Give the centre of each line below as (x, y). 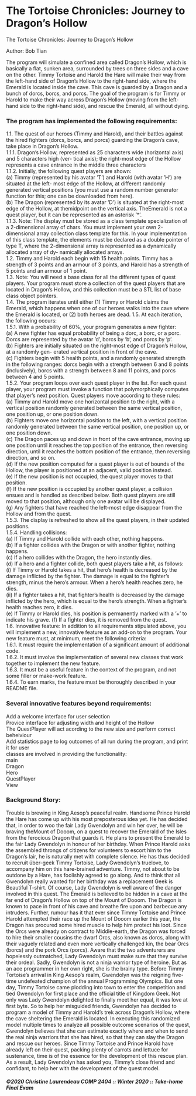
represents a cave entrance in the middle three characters (76, 165)
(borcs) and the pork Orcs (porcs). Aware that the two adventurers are (91, 950)
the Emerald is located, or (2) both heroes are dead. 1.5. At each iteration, (94, 314)
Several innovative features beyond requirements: (79, 704)
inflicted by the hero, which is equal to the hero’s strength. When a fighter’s (97, 601)
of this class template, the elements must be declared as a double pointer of (98, 240)
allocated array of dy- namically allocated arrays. (65, 252)
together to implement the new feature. (53, 663)
